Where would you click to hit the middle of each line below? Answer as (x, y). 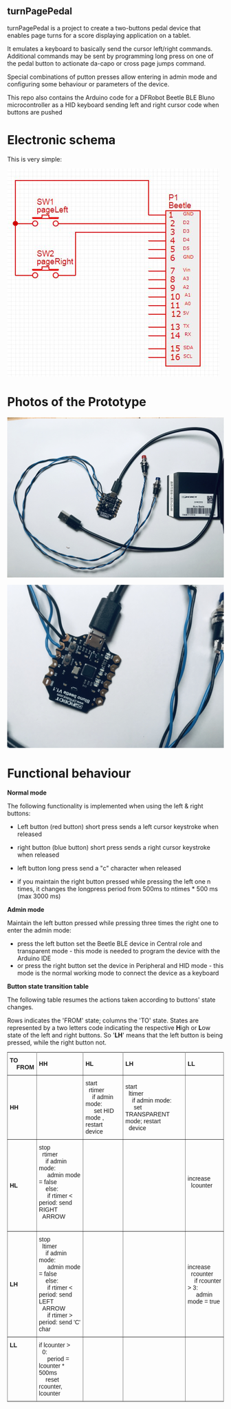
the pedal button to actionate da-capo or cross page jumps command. (107, 63)
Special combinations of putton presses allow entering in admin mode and (112, 77)
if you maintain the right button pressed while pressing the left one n (114, 881)
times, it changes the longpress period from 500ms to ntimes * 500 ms (118, 888)
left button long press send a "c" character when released (99, 868)
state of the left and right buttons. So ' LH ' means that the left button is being (115, 1035)
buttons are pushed (35, 112)
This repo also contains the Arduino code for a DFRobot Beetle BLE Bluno (111, 97)
